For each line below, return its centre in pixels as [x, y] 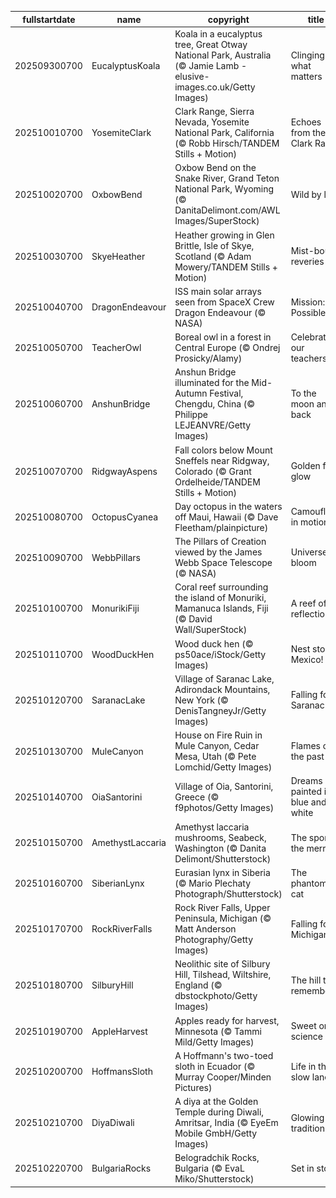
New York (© [201, 700]
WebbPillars [116, 557]
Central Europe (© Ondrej [227, 347]
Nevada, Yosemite [212, 122]
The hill [306, 980]
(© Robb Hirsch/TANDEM [227, 143]
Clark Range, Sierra [214, 111]
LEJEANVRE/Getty [213, 425]
